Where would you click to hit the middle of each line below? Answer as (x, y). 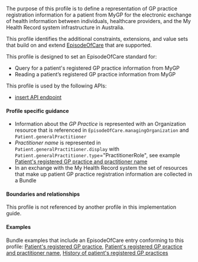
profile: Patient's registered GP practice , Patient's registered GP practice (94, 246)
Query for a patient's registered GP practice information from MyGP (97, 68)
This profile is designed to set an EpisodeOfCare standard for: (82, 56)
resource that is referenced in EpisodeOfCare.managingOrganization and (102, 130)
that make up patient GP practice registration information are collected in (103, 174)
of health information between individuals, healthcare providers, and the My (98, 21)
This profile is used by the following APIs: (56, 86)
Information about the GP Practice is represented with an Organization (100, 124)
